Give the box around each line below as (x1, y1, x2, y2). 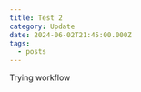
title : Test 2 (9, 13, 64, 23)
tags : (9, 38, 30, 48)
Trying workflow (9, 72, 71, 83)
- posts (17, 47, 47, 56)
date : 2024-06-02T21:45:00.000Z (9, 30, 132, 39)
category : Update (9, 22, 76, 31)
